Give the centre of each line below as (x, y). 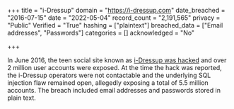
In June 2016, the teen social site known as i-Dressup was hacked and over (117, 60)
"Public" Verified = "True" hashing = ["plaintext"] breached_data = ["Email (115, 25)
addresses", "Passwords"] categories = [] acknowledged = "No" (101, 33)
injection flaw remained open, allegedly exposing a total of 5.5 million (108, 83)
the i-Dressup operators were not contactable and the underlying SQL (109, 75)
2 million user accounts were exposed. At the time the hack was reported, (115, 68)
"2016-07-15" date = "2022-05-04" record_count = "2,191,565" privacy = (114, 18)
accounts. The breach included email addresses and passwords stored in (114, 90)
